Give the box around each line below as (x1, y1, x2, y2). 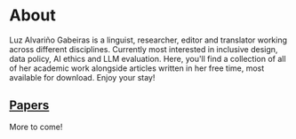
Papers (9, 98, 50, 113)
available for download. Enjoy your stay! (9, 72, 156, 82)
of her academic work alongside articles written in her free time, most (9, 63, 265, 73)
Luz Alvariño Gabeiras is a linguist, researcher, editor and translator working (9, 35, 287, 45)
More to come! (9, 121, 63, 132)
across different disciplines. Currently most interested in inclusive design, (9, 43, 278, 54)
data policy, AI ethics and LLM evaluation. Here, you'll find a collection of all (9, 53, 286, 64)
